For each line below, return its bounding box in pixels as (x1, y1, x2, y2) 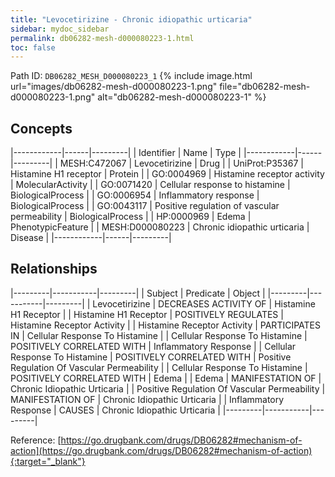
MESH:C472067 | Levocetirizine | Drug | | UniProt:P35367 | (59, 157, 304, 170)
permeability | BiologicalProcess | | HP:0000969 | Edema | (10, 211, 252, 223)
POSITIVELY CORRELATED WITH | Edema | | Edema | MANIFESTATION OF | (10, 372, 322, 384)
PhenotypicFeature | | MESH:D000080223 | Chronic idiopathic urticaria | (10, 221, 310, 233)
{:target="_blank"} (10, 455, 86, 467)
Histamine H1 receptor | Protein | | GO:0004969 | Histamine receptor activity (10, 168, 325, 180)
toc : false (10, 42, 56, 53)
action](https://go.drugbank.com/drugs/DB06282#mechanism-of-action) (10, 444, 313, 456)
